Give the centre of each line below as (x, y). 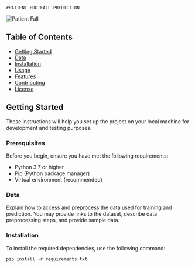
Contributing (30, 82)
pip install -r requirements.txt (47, 259)
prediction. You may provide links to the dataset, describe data (82, 214)
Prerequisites (25, 143)
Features (25, 76)
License (24, 89)
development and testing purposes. (49, 128)
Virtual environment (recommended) (58, 179)
